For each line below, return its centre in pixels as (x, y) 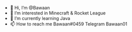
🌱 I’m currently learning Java (40, 18)
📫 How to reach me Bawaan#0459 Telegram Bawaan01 (69, 24)
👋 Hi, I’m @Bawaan (30, 8)
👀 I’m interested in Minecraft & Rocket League (58, 13)
